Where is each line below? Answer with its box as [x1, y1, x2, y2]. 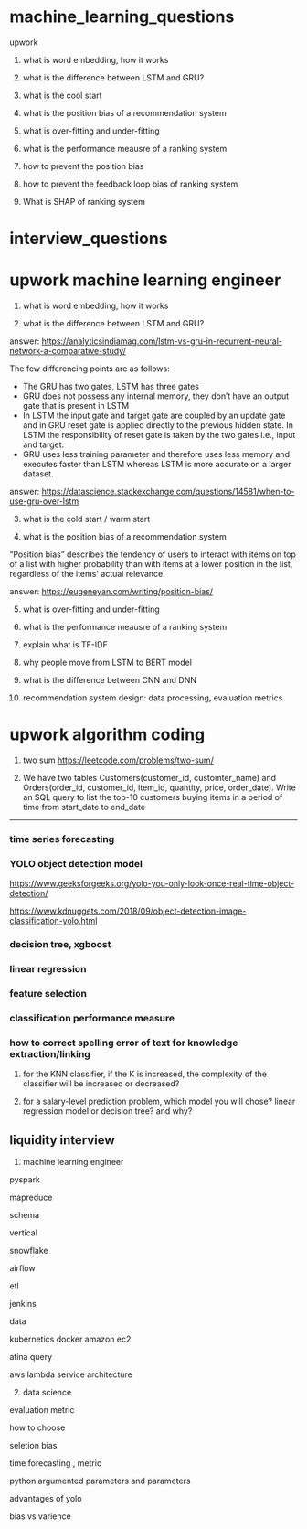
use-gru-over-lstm [9, 496, 79, 507]
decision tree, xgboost [9, 938, 111, 951]
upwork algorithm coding [9, 724, 206, 745]
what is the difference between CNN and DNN [22, 675, 197, 686]
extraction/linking [9, 1047, 91, 1060]
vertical [9, 1227, 38, 1238]
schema [9, 1210, 39, 1221]
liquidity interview [9, 1132, 116, 1148]
